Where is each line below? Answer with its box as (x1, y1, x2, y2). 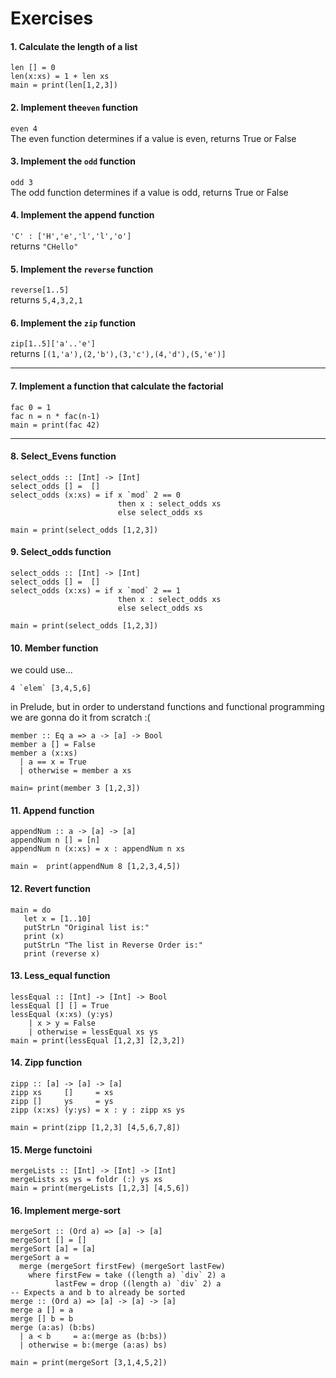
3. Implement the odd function (10, 155, 137, 167)
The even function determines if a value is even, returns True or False (10, 132, 297, 144)
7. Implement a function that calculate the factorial (10, 380, 224, 392)
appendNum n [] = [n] (10, 835, 101, 846)
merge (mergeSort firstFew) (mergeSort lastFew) (19, 1262, 226, 1272)
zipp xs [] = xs (10, 1088, 114, 1098)
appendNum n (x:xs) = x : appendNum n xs (10, 844, 186, 854)
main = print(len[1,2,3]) (10, 80, 118, 91)
